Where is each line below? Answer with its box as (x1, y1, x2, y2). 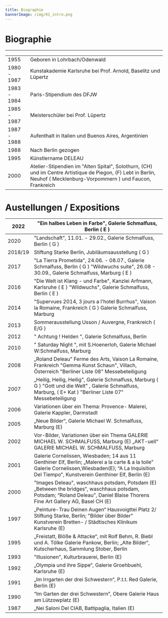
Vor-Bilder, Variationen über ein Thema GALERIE (34, 432, 148, 439)
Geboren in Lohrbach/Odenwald (29, 56, 106, 63)
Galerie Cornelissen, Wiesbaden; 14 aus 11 (34, 453, 136, 460)
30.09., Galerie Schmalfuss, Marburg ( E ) (34, 269, 132, 276)
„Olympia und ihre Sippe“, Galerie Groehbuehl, (34, 562, 142, 569)
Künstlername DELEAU (29, 155, 84, 162)
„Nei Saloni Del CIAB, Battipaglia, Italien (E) (34, 605, 135, 612)
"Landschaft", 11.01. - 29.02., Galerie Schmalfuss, (34, 234, 155, 241)
